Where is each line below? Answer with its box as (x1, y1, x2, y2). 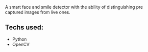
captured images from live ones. (5, 9, 71, 15)
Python (12, 36, 27, 42)
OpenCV (12, 41, 30, 47)
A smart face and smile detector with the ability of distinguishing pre (5, 4, 143, 10)
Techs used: (5, 23, 44, 32)
